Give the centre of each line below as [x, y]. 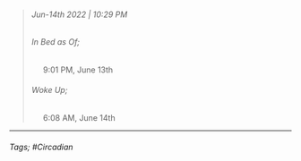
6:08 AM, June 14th [79, 118]
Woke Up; [49, 90]
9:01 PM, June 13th [78, 70]
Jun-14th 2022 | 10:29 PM [79, 14]
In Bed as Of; [56, 42]
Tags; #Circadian [41, 147]
